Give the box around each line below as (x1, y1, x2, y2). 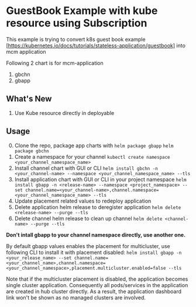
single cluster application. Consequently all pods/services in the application (6, 281, 188, 288)
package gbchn (14, 148, 49, 154)
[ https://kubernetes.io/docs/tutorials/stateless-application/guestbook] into (6, 42, 186, 49)
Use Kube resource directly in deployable (14, 109, 115, 116)
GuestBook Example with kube (6, 4, 158, 18)
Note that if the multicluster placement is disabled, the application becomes (6, 275, 188, 282)
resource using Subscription (6, 16, 147, 30)
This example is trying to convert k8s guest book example (6, 36, 146, 43)
